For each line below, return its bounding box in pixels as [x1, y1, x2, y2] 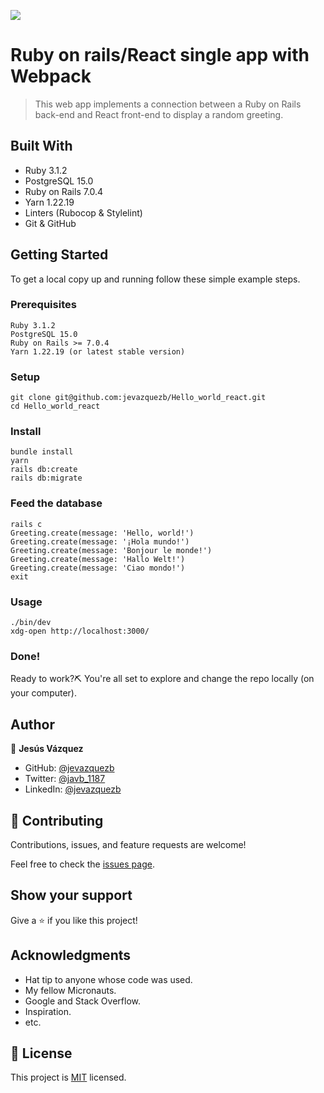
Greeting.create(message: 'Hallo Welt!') [10, 554, 186, 564]
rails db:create [10, 465, 78, 475]
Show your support [10, 887, 133, 904]
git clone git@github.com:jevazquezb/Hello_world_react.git [10, 393, 267, 403]
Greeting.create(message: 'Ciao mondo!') [10, 563, 186, 573]
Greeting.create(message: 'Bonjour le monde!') [10, 545, 213, 555]
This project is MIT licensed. [10, 1071, 127, 1084]
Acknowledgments [10, 947, 132, 964]
